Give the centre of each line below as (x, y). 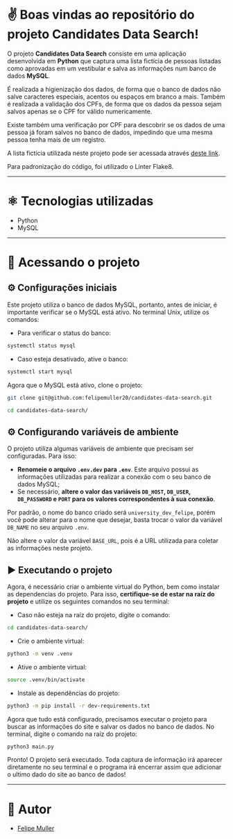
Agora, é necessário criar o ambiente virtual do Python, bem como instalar (113, 587)
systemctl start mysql (40, 372)
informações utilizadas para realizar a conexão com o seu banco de (114, 477)
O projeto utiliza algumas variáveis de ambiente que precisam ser (101, 449)
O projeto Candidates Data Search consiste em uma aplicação (97, 54)
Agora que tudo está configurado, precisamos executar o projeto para (107, 719)
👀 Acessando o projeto (74, 262)
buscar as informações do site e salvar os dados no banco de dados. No (111, 726)
